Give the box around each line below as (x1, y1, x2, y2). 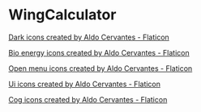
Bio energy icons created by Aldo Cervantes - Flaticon (8, 48, 190, 57)
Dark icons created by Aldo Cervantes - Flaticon (8, 32, 170, 42)
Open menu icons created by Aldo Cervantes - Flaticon (8, 63, 193, 73)
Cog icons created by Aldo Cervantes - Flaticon (8, 94, 168, 104)
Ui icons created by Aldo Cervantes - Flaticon (8, 79, 160, 89)
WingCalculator (8, 6, 117, 24)
